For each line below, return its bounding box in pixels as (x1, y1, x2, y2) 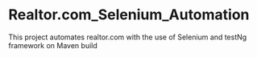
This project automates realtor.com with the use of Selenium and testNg (8, 32, 247, 42)
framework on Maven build (8, 40, 98, 50)
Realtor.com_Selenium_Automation (8, 6, 250, 24)
